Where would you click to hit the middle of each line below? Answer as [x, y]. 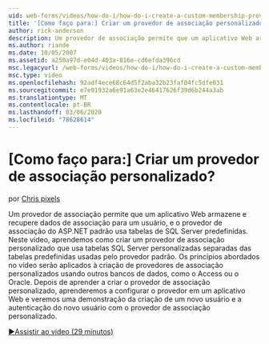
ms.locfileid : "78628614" [51, 120]
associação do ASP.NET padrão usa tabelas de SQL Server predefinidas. [128, 231]
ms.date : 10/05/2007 [43, 53]
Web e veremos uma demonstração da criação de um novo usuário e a [125, 299]
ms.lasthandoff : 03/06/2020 [55, 113]
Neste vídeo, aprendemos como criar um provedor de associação [116, 239]
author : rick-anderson [46, 30]
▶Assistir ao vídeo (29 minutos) [61, 331]
